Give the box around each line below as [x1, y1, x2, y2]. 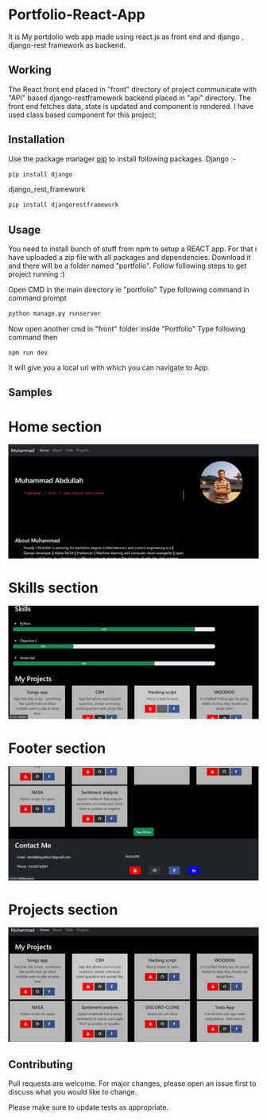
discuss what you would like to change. [8, 1087, 137, 1097]
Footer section [8, 739, 106, 757]
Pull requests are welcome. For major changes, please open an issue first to [8, 1079, 257, 1088]
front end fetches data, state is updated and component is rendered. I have [8, 101, 254, 110]
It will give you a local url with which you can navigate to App [8, 363, 208, 372]
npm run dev [8, 349, 48, 357]
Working [8, 64, 52, 77]
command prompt [8, 293, 67, 303]
